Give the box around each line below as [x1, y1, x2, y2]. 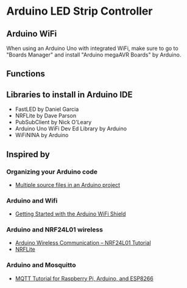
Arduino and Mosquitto [6, 261, 76, 269]
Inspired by [6, 149, 50, 160]
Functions [6, 69, 46, 79]
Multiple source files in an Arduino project [15, 181, 121, 188]
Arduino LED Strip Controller [6, 4, 153, 18]
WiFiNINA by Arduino [15, 132, 69, 139]
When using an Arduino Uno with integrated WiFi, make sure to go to [6, 44, 178, 52]
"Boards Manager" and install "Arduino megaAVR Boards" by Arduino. [6, 51, 182, 58]
